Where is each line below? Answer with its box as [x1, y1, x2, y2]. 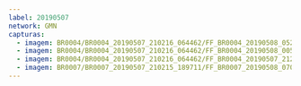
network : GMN [8, 21, 58, 30]
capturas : [8, 30, 46, 39]
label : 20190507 [8, 13, 69, 22]
